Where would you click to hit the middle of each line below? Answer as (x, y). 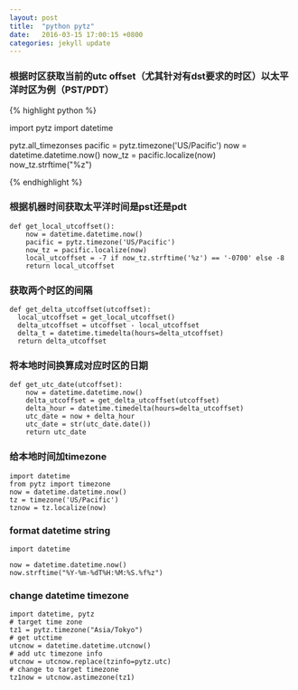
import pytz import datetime (61, 128)
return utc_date (56, 432)
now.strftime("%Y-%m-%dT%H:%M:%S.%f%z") (87, 573)
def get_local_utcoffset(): (62, 226)
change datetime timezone (69, 595)
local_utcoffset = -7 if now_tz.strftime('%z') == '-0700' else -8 (155, 258)
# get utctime (36, 638)
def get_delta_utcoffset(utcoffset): (80, 310)
